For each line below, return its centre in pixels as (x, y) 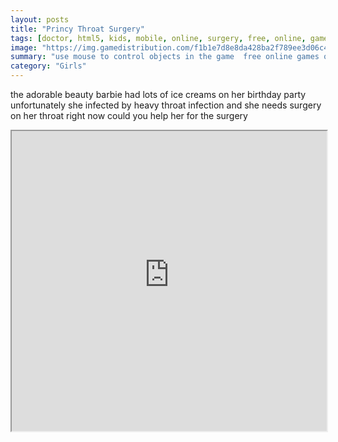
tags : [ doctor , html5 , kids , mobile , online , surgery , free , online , (158, 38)
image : (24, 47)
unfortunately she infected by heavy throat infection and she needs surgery (166, 105)
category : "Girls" (48, 66)
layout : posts (40, 19)
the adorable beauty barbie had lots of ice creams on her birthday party (158, 94)
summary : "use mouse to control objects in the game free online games (165, 57)
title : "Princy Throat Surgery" (77, 29)
